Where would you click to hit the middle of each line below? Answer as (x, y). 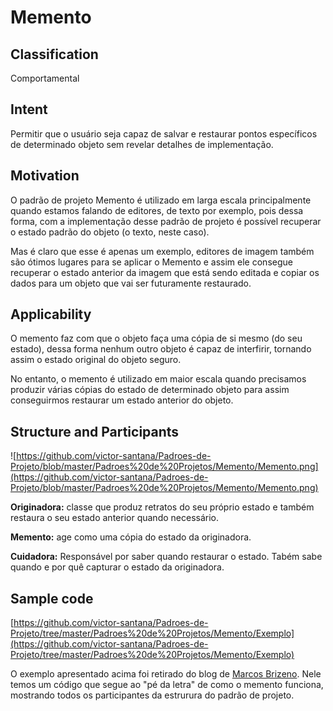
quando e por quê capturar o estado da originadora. (117, 567)
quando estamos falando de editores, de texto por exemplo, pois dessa (157, 210)
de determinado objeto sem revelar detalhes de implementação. (142, 144)
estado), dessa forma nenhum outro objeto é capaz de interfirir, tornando (161, 349)
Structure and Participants (95, 431)
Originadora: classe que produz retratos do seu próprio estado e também (162, 507)
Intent (29, 109)
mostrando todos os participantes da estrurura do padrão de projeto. (152, 695)
